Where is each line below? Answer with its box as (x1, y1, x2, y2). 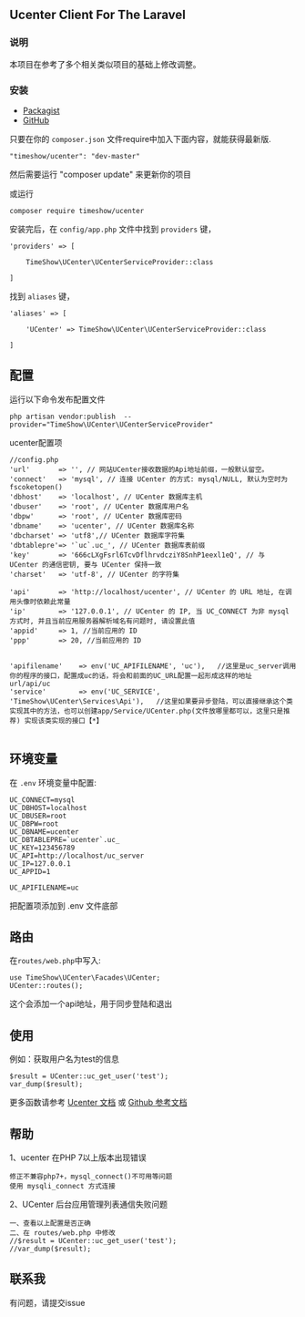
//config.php (9, 455, 59, 464)
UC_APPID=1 (9, 867, 51, 876)
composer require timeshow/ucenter (9, 206, 145, 215)
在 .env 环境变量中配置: (9, 777, 97, 787)
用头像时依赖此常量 (9, 597, 71, 606)
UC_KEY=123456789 (9, 843, 76, 852)
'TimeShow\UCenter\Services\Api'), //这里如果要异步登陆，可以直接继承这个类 (9, 696, 293, 705)
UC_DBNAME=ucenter (9, 827, 79, 837)
